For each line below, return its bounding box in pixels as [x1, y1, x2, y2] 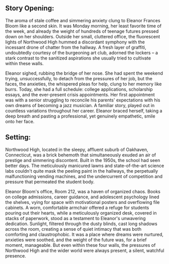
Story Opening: [5, 4, 54, 13]
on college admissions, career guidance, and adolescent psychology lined [5, 194, 160, 200]
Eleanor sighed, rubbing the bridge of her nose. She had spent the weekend [5, 70, 163, 76]
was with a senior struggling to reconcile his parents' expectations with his [5, 97, 160, 103]
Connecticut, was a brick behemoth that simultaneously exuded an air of [5, 151, 156, 158]
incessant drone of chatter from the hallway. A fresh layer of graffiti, [5, 44, 146, 50]
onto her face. [5, 118, 35, 124]
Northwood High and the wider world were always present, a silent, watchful [5, 247, 164, 253]
